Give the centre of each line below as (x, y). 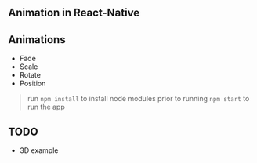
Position (33, 83)
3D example (39, 150)
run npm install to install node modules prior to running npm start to (138, 99)
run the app (46, 107)
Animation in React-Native (74, 13)
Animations (37, 40)
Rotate (30, 75)
